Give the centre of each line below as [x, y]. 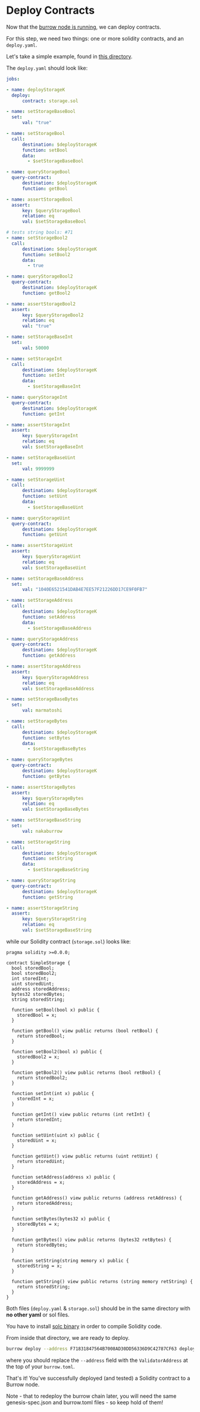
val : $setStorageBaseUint [54, 568]
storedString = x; [40, 1266]
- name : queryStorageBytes [40, 760]
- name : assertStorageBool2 [41, 304]
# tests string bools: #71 [40, 233]
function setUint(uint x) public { [56, 1135]
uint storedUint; [33, 984]
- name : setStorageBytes [37, 721]
